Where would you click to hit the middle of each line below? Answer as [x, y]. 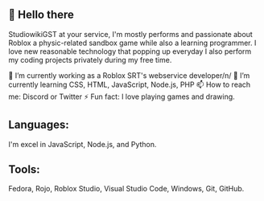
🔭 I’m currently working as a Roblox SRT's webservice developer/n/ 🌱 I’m [129, 75]
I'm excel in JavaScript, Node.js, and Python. [82, 144]
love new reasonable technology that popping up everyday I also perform [130, 51]
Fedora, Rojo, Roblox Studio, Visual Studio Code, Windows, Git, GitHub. [126, 189]
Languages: [39, 125]
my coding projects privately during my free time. [90, 59]
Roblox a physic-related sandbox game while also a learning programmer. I [132, 43]
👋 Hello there [41, 15]
